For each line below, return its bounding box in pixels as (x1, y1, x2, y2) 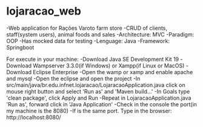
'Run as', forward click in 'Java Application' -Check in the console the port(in (6, 100, 197, 108)
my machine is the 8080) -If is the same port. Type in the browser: (6, 107, 172, 114)
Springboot (6, 44, 35, 51)
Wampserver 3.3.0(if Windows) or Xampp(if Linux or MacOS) (33, 62, 185, 69)
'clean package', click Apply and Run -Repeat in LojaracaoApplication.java (6, 94, 191, 101)
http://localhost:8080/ (6, 114, 62, 121)
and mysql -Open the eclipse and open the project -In (6, 75, 141, 82)
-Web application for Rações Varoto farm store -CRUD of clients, (6, 24, 168, 32)
